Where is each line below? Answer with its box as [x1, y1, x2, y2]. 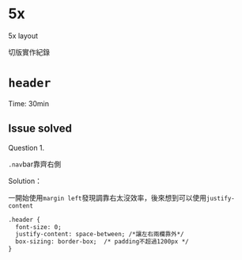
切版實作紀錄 [8, 47, 50, 56]
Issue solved [8, 122, 73, 136]
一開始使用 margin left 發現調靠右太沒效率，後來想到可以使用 [8, 193, 207, 202]
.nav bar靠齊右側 [8, 159, 62, 169]
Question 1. [8, 143, 45, 152]
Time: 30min [8, 98, 50, 108]
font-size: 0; [15, 223, 62, 231]
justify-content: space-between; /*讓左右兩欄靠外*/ [15, 231, 184, 239]
